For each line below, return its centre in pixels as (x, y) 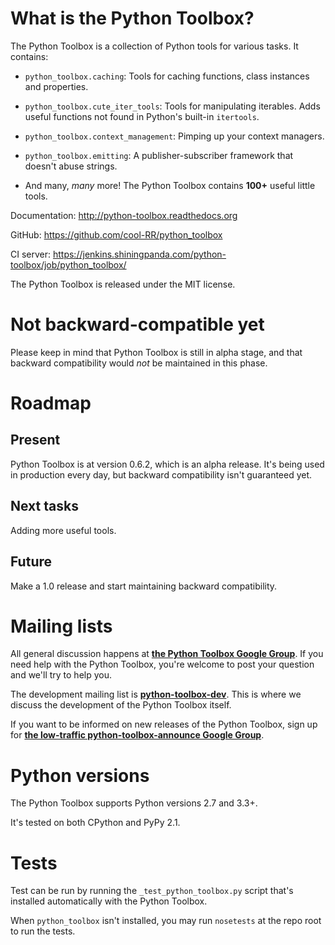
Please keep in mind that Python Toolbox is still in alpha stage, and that (156, 352)
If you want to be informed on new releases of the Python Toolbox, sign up (164, 724)
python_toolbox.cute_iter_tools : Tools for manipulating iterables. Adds (172, 106)
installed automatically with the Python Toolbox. (109, 901)
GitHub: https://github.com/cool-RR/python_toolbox (116, 234)
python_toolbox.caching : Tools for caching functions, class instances (167, 76)
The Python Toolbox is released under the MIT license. (123, 284)
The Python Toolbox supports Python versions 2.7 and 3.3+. (134, 803)
